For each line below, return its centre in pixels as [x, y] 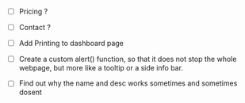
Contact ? [34, 28]
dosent [31, 92]
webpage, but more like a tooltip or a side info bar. [101, 68]
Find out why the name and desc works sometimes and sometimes [128, 83]
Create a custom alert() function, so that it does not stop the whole [128, 59]
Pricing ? [33, 11]
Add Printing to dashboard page [71, 44]
